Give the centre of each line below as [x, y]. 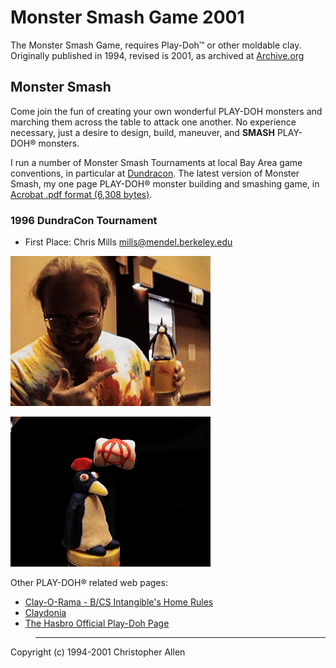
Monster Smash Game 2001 [127, 17]
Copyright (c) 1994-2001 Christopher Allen [98, 652]
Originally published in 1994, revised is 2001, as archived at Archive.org [157, 55]
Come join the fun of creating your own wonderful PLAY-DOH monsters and [166, 111]
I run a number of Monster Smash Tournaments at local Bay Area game [156, 162]
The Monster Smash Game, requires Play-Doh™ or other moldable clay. [156, 45]
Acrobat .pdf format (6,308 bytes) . [81, 194]
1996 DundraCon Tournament [84, 220]
